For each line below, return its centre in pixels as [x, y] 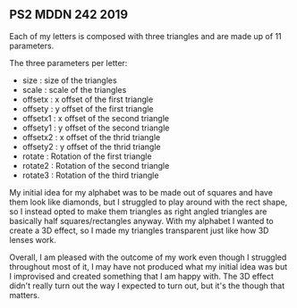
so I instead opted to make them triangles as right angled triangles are [138, 211]
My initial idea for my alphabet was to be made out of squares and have [141, 192]
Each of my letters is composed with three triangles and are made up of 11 [145, 36]
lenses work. [33, 239]
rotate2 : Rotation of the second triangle [96, 165]
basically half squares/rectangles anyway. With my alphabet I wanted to [142, 221]
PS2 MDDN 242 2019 [68, 15]
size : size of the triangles [70, 80]
